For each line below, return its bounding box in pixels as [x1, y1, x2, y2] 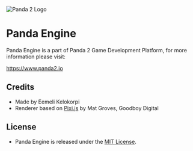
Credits [6, 82, 35, 93]
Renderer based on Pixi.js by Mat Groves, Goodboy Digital [14, 104, 159, 111]
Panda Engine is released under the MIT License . [14, 138, 136, 145]
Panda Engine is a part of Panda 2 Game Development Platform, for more [6, 46, 188, 54]
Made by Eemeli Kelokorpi [14, 98, 80, 105]
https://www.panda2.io [6, 64, 63, 72]
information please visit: [6, 53, 66, 60]
